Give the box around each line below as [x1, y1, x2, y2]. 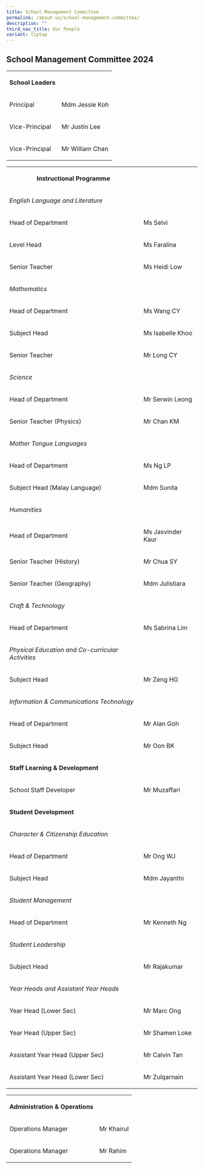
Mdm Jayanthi [143, 874, 184, 882]
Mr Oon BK [143, 741, 175, 750]
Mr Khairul [99, 1125, 129, 1133]
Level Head [9, 240, 42, 249]
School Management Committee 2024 [6, 54, 154, 65]
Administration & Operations [9, 1102, 94, 1111]
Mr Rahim [99, 1146, 127, 1155]
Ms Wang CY [143, 306, 181, 315]
